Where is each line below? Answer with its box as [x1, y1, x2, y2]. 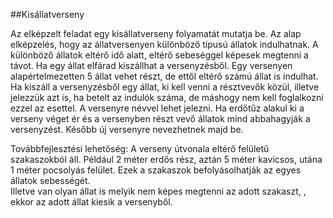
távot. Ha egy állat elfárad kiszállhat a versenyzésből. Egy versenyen [10, 60, 293, 71]
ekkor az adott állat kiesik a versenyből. [10, 196, 173, 208]
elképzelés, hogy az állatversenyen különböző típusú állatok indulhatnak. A [10, 39, 319, 50]
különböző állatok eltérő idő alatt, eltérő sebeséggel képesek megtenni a [10, 49, 309, 61]
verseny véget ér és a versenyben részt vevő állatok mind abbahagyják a [10, 113, 311, 124]
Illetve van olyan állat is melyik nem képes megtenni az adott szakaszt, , [10, 185, 307, 197]
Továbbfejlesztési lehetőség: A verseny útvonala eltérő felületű [10, 143, 270, 154]
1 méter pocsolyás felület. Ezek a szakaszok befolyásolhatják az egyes [10, 164, 302, 176]
